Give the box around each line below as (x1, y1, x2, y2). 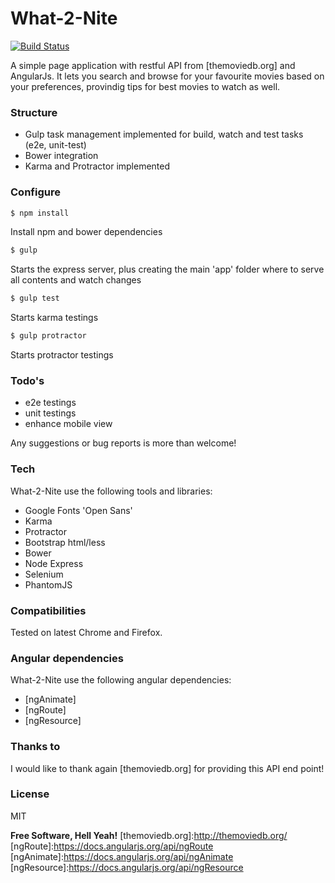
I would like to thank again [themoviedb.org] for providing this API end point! (10, 762, 325, 774)
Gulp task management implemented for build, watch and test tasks (24, 128, 304, 141)
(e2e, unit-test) (24, 139, 87, 151)
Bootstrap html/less (24, 536, 106, 548)
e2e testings (24, 397, 77, 409)
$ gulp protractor (10, 331, 87, 341)
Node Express (24, 557, 84, 569)
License (10, 787, 50, 801)
